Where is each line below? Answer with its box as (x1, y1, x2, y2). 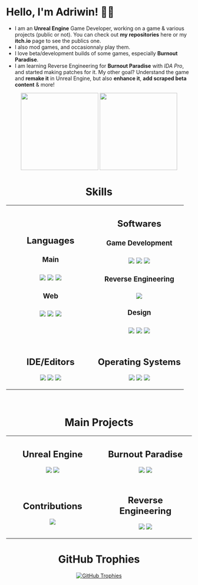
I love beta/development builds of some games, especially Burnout (14, 49, 178, 56)
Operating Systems (97, 356, 181, 367)
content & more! (14, 81, 55, 88)
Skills (85, 185, 113, 199)
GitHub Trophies (58, 553, 140, 566)
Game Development (105, 238, 173, 248)
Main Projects (64, 416, 134, 429)
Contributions (22, 500, 82, 512)
